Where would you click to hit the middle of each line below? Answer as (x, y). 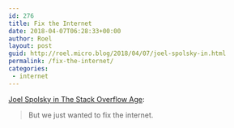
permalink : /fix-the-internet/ (61, 62)
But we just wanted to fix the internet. (91, 115)
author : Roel (30, 38)
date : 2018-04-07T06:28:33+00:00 (65, 31)
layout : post (30, 46)
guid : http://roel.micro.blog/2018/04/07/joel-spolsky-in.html (117, 53)
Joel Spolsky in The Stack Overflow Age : (77, 99)
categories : (28, 69)
